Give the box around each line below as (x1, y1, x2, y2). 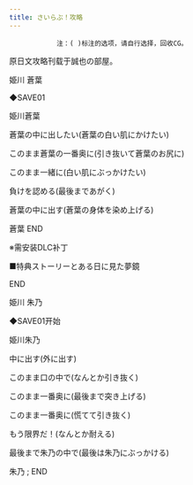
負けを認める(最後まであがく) (9, 185, 116, 196)
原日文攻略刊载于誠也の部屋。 (9, 55, 117, 66)
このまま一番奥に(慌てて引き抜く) (9, 409, 131, 420)
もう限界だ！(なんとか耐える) (9, 428, 115, 439)
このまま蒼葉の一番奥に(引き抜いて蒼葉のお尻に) (9, 148, 185, 158)
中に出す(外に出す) (9, 353, 78, 364)
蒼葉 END (9, 223, 44, 234)
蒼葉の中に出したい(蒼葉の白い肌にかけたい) (9, 129, 170, 140)
